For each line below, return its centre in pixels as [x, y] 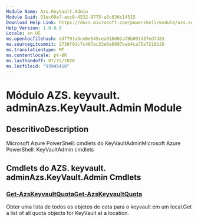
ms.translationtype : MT [35, 50]
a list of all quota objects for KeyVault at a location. [68, 213]
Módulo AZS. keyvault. [63, 95]
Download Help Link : [32, 22]
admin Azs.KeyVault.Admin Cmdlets [74, 177]
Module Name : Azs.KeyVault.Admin [47, 11]
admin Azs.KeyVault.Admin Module [94, 108]
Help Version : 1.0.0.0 [34, 28]
